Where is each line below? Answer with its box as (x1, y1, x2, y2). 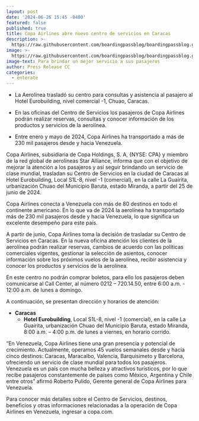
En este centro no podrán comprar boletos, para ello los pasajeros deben (6, 274, 185, 281)
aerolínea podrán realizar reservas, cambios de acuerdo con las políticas (6, 243, 184, 251)
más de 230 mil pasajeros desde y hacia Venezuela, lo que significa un (6, 213, 179, 220)
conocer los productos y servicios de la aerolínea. (6, 262, 129, 270)
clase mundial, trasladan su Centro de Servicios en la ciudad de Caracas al (6, 170, 189, 177)
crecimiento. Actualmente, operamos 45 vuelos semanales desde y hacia (6, 346, 185, 353)
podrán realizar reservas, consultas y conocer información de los (14, 115, 174, 122)
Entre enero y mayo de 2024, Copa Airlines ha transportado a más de (14, 133, 185, 140)
